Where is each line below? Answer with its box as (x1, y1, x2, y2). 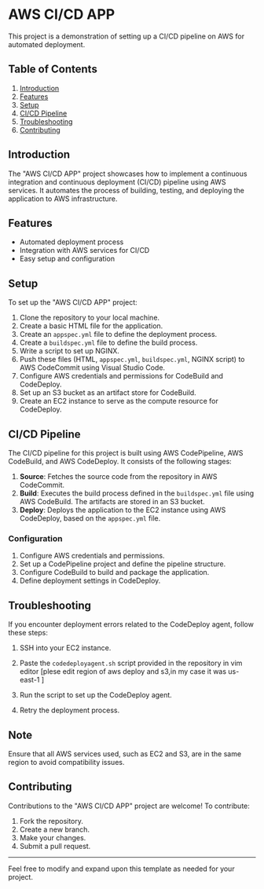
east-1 (19, 675, 40, 685)
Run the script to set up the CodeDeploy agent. (19, 690, 173, 700)
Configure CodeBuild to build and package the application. (19, 568, 210, 577)
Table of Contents (8, 63, 98, 76)
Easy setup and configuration (19, 254, 115, 264)
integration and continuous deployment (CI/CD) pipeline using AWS (8, 177, 226, 186)
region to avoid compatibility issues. (8, 757, 125, 766)
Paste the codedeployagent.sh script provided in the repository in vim (19, 658, 243, 668)
